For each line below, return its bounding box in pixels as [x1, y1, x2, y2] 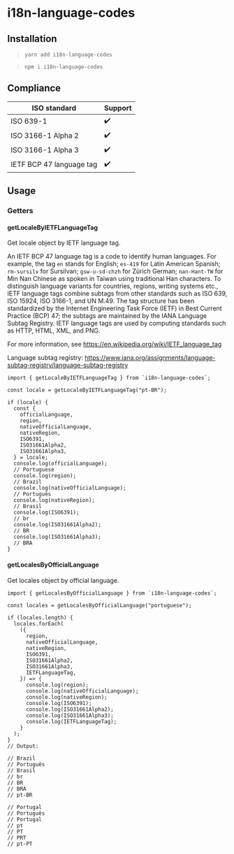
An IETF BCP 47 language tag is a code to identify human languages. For [7, 252, 217, 261]
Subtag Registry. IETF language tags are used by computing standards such [7, 319, 226, 328]
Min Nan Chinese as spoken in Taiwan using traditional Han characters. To [7, 275, 221, 283]
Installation [7, 33, 57, 45]
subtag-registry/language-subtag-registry [7, 361, 129, 370]
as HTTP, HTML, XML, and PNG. [7, 326, 101, 335]
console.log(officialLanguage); [13, 460, 108, 468]
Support [103, 103, 132, 113]
